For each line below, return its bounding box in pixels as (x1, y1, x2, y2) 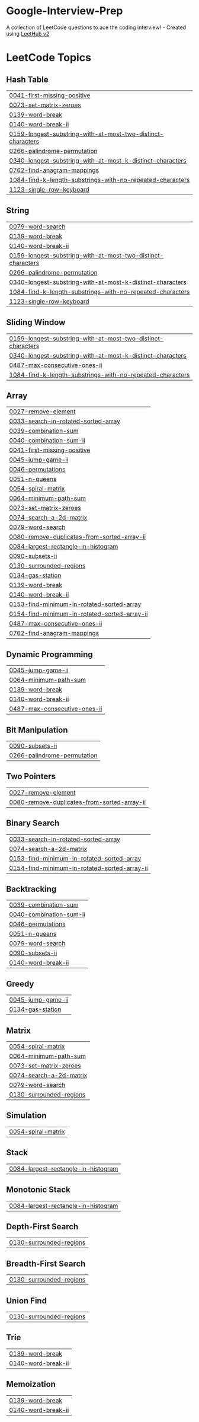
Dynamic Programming (6, 649, 93, 659)
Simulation (6, 1111, 47, 1121)
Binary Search (6, 818, 60, 828)
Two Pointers (6, 771, 56, 782)
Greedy (6, 978, 34, 989)
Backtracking (6, 884, 57, 894)
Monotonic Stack (6, 1185, 71, 1195)
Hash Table (6, 74, 49, 84)
